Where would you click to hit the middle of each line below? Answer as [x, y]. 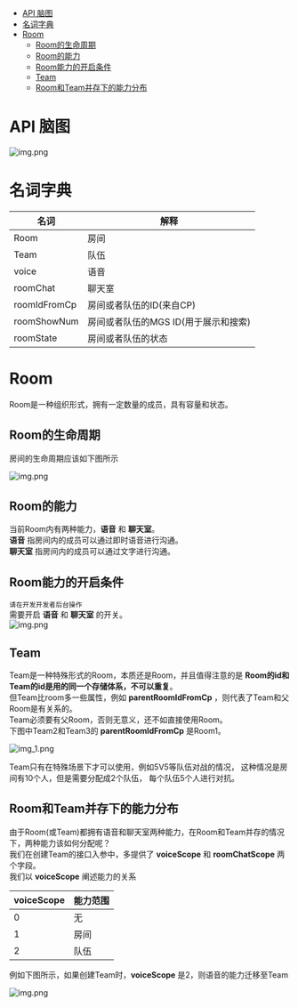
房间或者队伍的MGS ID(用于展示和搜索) [169, 321]
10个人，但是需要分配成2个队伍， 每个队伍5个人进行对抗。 [132, 778]
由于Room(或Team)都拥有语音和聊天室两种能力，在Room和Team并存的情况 [147, 832]
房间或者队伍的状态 [128, 338]
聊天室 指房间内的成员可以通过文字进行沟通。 [92, 552]
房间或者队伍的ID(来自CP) [141, 305]
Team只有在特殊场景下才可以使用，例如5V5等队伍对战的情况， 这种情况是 [145, 767]
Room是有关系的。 [43, 709]
